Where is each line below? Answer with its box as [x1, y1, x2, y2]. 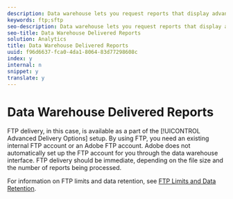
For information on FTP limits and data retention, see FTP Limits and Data [7, 177, 216, 185]
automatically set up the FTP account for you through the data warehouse [7, 149, 218, 158]
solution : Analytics [7, 36, 67, 43]
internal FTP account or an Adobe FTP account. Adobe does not [7, 142, 191, 150]
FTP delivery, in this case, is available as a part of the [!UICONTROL [7, 127, 201, 135]
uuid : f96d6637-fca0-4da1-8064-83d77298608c [7, 49, 138, 56]
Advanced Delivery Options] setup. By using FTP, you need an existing [7, 134, 209, 142]
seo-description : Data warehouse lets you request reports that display [7, 23, 222, 30]
